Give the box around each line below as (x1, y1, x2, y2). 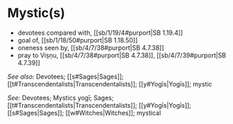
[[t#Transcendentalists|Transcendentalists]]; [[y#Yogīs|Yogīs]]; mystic (7, 79, 212, 88)
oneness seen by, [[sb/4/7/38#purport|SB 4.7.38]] (17, 43, 164, 52)
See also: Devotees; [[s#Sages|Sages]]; (7, 72, 124, 81)
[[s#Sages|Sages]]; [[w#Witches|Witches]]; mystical (7, 108, 161, 117)
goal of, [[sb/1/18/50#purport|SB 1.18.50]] (17, 35, 138, 44)
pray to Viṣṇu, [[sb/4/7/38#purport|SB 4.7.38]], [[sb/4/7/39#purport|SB (17, 51, 227, 60)
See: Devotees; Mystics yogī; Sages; (7, 94, 114, 102)
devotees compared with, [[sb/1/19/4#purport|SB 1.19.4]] (17, 28, 183, 37)
